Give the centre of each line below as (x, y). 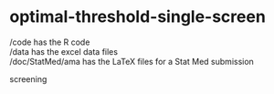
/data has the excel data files (64, 51)
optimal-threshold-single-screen (138, 17)
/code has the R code (50, 42)
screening (28, 78)
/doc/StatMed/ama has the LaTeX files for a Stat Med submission (132, 61)
